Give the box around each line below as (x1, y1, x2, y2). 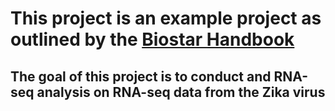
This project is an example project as (10, 7, 322, 30)
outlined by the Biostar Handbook (10, 28, 295, 51)
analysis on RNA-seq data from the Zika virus (36, 83, 326, 101)
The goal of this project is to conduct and (10, 68, 272, 85)
